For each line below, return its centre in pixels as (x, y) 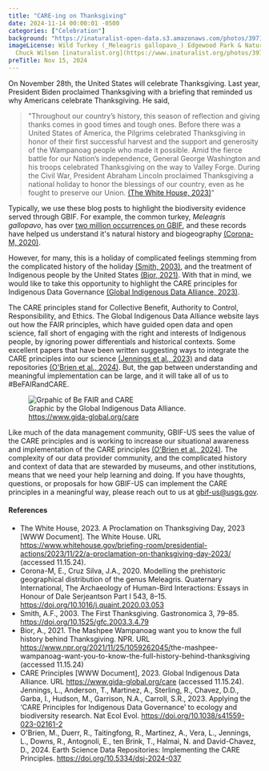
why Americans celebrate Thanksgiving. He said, (89, 100)
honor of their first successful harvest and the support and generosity (143, 141)
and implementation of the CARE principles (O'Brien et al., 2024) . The (123, 449)
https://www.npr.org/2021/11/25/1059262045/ (95, 647)
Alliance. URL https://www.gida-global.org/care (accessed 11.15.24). (132, 682)
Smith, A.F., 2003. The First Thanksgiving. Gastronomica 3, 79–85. (129, 614)
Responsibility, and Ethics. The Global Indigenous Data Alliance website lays (134, 316)
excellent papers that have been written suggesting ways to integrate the (129, 350)
